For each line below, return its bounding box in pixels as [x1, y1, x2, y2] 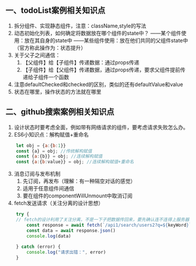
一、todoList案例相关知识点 [5, 5, 106, 16]
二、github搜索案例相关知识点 [5, 107, 115, 117]
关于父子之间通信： [13, 52, 61, 59]
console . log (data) [26, 233, 71, 239]
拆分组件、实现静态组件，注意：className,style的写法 [13, 22, 147, 29]
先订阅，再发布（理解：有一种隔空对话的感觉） [22, 178, 136, 185]
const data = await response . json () [26, 227, 116, 233]
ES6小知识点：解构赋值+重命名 [13, 131, 89, 138]
